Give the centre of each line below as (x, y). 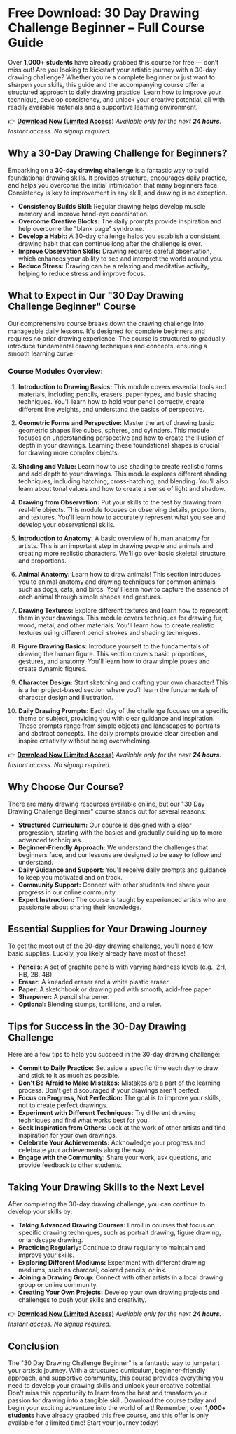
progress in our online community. (68, 892)
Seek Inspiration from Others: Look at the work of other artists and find (122, 1128)
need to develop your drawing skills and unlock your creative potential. (110, 1385)
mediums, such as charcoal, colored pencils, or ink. (92, 1270)
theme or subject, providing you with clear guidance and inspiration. (116, 718)
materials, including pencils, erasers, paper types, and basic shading (117, 394)
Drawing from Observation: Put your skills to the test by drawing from (120, 502)
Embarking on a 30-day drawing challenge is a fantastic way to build (108, 170)
